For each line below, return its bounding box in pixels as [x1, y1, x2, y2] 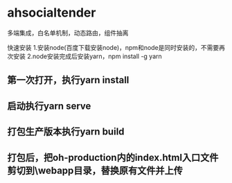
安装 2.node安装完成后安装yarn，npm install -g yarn [12, 52, 163, 60]
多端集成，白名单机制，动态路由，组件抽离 [7, 28, 129, 37]
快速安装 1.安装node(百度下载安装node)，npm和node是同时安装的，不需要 [7, 43, 220, 51]
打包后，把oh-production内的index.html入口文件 [7, 151, 219, 164]
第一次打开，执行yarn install [7, 74, 130, 86]
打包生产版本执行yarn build [7, 126, 125, 138]
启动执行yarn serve [7, 100, 91, 112]
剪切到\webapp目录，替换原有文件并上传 [7, 164, 184, 176]
